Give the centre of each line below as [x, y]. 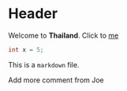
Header [33, 14]
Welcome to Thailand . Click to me [64, 35]
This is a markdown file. [44, 64]
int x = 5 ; [26, 49]
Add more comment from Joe [56, 80]
